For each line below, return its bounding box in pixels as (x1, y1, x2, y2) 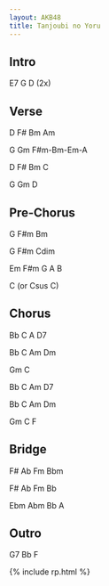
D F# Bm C (9, 162, 49, 173)
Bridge (9, 442, 47, 457)
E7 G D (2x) (9, 77, 51, 89)
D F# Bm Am (9, 127, 56, 138)
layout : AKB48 (9, 12, 62, 22)
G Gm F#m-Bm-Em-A (9, 144, 89, 156)
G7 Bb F (9, 549, 39, 560)
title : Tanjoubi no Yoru (9, 21, 101, 30)
